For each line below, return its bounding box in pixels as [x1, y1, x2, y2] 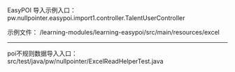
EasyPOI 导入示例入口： [7, 6, 76, 14]
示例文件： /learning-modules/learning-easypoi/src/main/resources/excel [7, 28, 220, 36]
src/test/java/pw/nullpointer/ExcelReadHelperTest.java [7, 57, 164, 65]
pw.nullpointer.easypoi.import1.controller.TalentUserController [7, 14, 185, 22]
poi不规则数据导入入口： [7, 49, 78, 57]
